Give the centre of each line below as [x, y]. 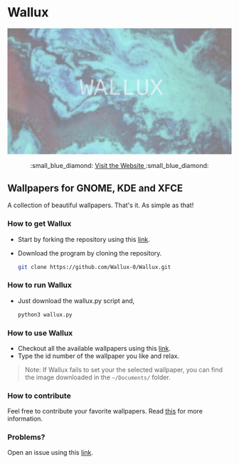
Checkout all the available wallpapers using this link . [94, 348]
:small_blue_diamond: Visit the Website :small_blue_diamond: [119, 166]
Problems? [26, 437]
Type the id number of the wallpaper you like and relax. [99, 356]
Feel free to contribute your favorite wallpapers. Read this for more [105, 411]
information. [25, 419]
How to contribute [39, 396]
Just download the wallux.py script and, [76, 300]
